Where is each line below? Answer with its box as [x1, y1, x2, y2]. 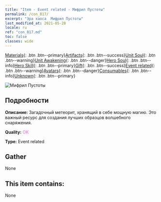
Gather [5, 152, 27, 161]
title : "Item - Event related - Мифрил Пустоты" [5, 7, 105, 12]
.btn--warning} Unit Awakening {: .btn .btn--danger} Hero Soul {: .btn [5, 57, 139, 63]
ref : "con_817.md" [5, 30, 42, 35]
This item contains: [5, 180, 64, 188]
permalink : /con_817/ [5, 12, 49, 17]
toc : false [5, 35, 27, 39]
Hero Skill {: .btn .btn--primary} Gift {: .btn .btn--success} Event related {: [14, 62, 155, 68]
